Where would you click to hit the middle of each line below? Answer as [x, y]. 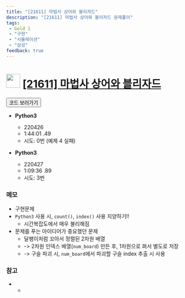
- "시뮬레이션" [24, 39]
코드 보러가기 [24, 103]
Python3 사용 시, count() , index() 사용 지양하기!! [72, 216]
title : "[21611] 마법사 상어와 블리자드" [52, 12]
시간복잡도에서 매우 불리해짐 [56, 223]
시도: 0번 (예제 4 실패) [50, 141]
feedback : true [25, 51]
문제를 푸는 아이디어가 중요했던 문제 [56, 231]
